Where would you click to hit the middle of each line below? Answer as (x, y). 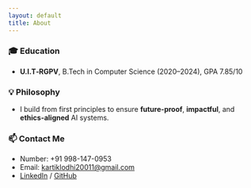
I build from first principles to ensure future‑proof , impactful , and (127, 109)
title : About (30, 23)
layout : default (35, 15)
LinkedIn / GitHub (48, 176)
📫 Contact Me (36, 139)
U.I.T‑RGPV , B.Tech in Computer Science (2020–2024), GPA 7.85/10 (131, 71)
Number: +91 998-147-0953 (66, 159)
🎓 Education (34, 51)
